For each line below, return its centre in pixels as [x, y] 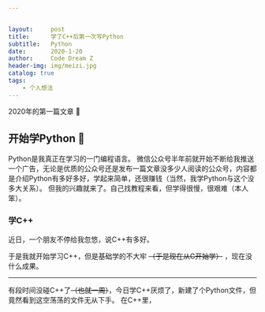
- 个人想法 [38, 87]
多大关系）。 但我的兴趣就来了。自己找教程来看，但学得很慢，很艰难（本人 [128, 188]
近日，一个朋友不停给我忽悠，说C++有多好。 [81, 239]
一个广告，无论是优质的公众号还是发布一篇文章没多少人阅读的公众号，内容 [129, 169]
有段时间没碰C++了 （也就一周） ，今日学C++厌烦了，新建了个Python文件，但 [132, 290]
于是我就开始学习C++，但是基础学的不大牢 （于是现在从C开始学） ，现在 [127, 256]
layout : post [37, 29]
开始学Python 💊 [47, 139]
